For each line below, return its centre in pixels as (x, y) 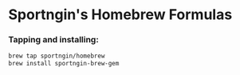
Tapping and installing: (54, 40)
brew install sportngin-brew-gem (64, 64)
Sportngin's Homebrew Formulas (120, 15)
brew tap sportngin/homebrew (57, 56)
